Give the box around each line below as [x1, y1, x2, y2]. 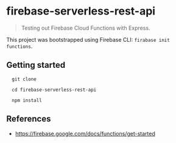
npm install [12, 97, 43, 104]
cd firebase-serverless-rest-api [12, 87, 97, 93]
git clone [12, 76, 37, 82]
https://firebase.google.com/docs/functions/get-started [15, 130, 155, 137]
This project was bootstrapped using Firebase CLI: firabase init [6, 36, 171, 43]
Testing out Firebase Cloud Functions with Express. [21, 24, 150, 32]
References [6, 114, 51, 124]
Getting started [6, 60, 66, 70]
